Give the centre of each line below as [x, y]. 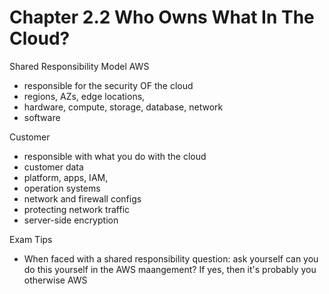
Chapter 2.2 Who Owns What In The [162, 17]
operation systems [62, 188]
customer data [53, 167]
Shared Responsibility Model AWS [79, 66]
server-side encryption [71, 220]
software [42, 117]
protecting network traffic [77, 209]
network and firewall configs [82, 198]
